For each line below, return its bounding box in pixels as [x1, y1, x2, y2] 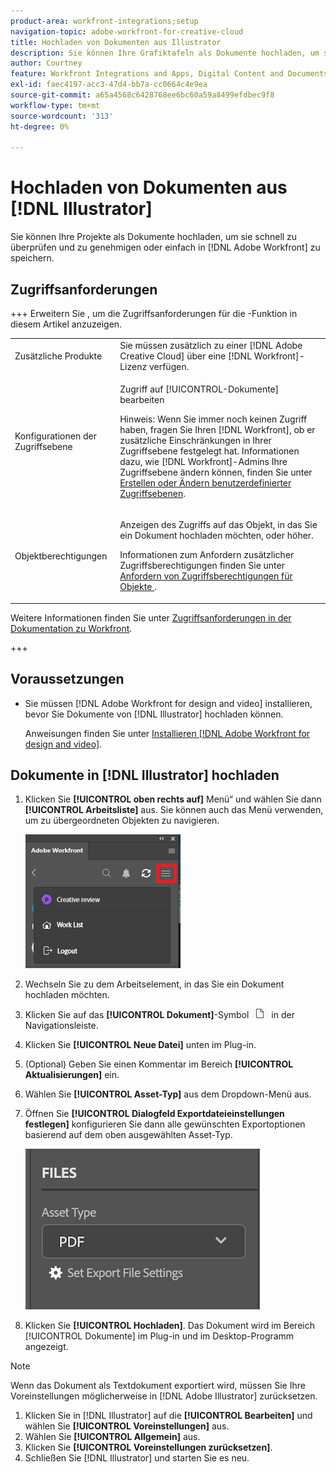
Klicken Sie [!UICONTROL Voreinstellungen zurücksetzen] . [24, 1441, 273, 1454]
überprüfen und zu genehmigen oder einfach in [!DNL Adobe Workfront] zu [10, 241, 321, 254]
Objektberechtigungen [14, 550, 108, 562]
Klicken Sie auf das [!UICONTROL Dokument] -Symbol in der [24, 1009, 295, 1021]
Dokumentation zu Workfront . [10, 622, 133, 634]
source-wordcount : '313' [10, 111, 114, 121]
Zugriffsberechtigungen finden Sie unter [119, 560, 285, 572]
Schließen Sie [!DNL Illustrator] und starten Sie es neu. [24, 1452, 250, 1464]
